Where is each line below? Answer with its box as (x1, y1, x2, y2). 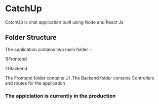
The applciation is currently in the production (5, 92, 116, 99)
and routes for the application (5, 80, 66, 86)
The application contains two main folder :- (5, 46, 93, 52)
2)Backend (5, 65, 28, 71)
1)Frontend (5, 56, 27, 62)
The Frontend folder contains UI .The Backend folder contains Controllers (5, 75, 155, 81)
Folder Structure (5, 33, 57, 42)
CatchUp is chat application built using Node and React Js (5, 19, 123, 25)
